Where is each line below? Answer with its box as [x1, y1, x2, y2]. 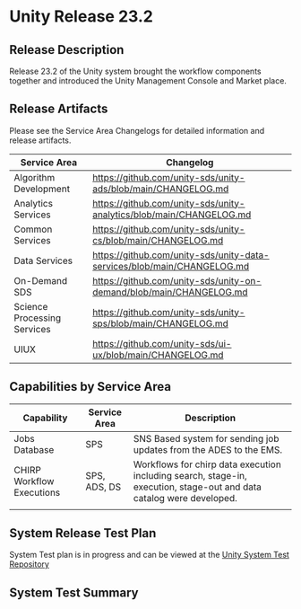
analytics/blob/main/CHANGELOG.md [92, 208, 252, 221]
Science [13, 300, 48, 313]
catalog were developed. [133, 491, 237, 504]
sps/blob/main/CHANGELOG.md [92, 317, 228, 330]
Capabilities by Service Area [9, 379, 172, 394]
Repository [9, 559, 49, 569]
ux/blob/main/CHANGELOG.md [92, 349, 224, 361]
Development [13, 182, 70, 195]
